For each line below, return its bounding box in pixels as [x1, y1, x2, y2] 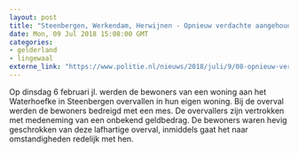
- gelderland [9, 46, 58, 55]
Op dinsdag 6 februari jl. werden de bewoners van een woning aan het [9, 86, 267, 97]
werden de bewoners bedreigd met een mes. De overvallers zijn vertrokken [9, 105, 285, 116]
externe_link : [9, 63, 62, 72]
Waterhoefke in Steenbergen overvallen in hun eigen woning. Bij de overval [9, 96, 284, 106]
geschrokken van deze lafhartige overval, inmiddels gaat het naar [9, 124, 248, 134]
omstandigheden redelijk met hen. [9, 134, 135, 144]
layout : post [9, 12, 58, 22]
